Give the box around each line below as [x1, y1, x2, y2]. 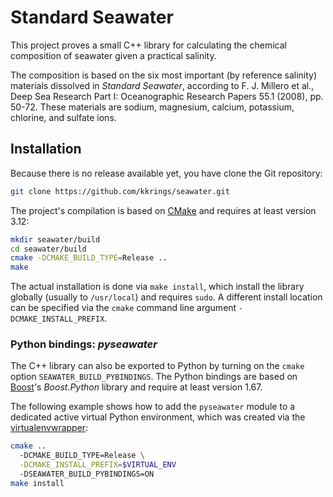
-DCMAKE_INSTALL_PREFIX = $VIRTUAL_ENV [19, 460, 177, 470]
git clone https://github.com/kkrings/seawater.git [10, 186, 230, 196]
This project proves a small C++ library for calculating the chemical [10, 39, 287, 51]
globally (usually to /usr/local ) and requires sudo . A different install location [10, 291, 323, 303]
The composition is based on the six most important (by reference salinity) [10, 69, 318, 81]
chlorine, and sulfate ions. [10, 111, 117, 123]
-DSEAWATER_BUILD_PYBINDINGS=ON [19, 469, 155, 480]
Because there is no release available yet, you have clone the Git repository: [10, 167, 323, 179]
